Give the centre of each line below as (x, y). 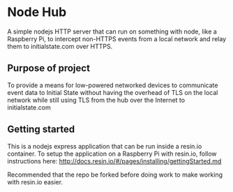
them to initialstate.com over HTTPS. (60, 46)
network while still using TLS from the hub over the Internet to (96, 100)
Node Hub (37, 12)
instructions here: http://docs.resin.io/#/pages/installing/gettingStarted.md (114, 161)
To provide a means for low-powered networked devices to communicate (113, 85)
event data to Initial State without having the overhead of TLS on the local (113, 92)
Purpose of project (49, 68)
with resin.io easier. (35, 182)
